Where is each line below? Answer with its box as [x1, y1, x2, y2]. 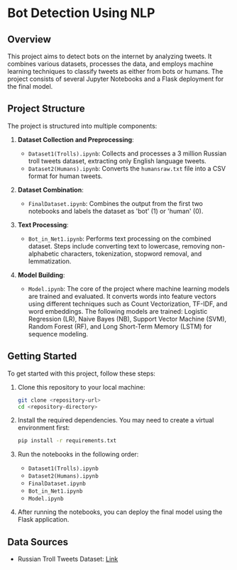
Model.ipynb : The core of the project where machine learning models [28, 284, 230, 292]
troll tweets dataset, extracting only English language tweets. [28, 156, 207, 165]
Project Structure [7, 103, 85, 115]
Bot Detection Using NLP [7, 5, 155, 21]
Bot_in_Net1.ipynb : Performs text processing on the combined [28, 234, 211, 243]
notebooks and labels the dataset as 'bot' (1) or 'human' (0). [28, 207, 204, 215]
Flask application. [17, 515, 70, 524]
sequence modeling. [28, 329, 89, 338]
